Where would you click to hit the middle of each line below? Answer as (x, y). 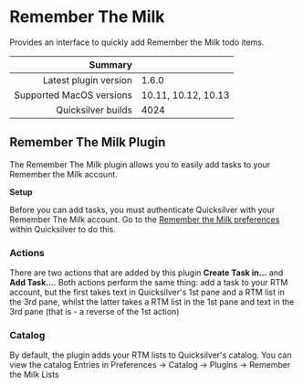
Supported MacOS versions (73, 95)
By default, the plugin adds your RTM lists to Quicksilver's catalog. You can (151, 355)
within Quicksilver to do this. (63, 229)
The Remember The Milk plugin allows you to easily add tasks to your (140, 164)
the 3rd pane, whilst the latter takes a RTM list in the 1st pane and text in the (152, 302)
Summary (110, 64)
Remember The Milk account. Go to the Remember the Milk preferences (145, 219)
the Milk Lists (34, 375)
